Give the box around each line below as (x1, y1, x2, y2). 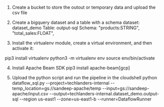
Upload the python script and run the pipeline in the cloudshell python (12, 75, 157, 80)
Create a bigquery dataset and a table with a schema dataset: (12, 20, 140, 25)
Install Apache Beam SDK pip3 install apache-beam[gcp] (12, 65, 130, 71)
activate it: (12, 45, 34, 51)
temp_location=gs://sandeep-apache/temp (12, 85, 102, 91)
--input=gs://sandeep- (102, 85, 149, 91)
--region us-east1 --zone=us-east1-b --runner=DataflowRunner (19, 96, 152, 102)
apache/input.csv (12, 91, 49, 96)
